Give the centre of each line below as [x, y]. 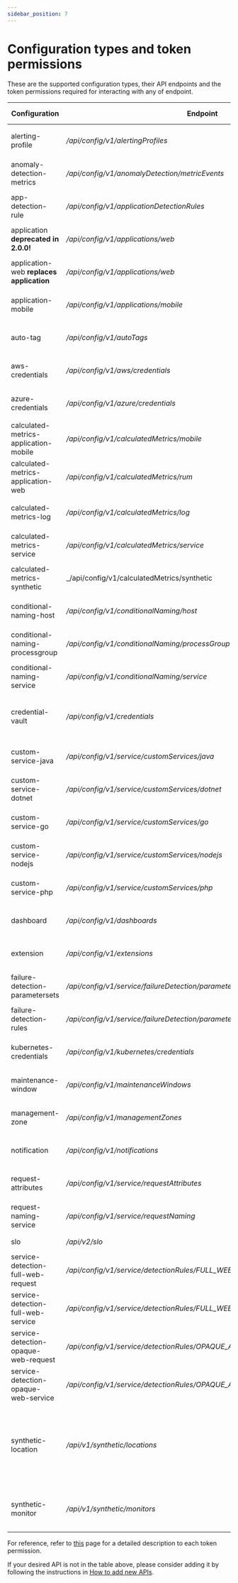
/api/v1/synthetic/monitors [111, 1508]
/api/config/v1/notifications [112, 1150]
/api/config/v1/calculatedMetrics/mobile [134, 439]
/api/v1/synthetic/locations [112, 1445]
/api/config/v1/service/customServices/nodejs [144, 855]
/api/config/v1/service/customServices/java [140, 756]
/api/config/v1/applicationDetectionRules [135, 206]
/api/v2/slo [85, 1242]
